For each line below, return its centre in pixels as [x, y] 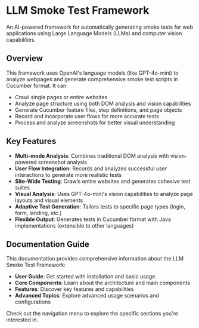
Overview [25, 58]
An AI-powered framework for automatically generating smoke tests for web [100, 27]
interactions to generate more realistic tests [68, 174]
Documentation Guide [48, 244]
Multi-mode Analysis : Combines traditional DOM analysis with [92, 155]
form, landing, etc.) [38, 213]
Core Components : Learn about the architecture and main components [102, 283]
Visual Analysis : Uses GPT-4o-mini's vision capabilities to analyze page [104, 194]
